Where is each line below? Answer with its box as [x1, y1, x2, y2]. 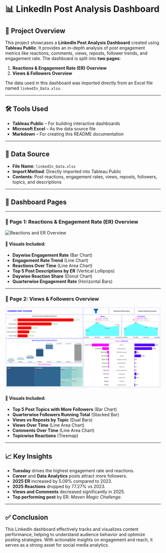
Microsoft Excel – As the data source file [12, 125, 96, 131]
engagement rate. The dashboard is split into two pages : [5, 55, 121, 61]
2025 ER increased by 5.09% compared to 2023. [12, 478, 113, 484]
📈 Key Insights [5, 452, 53, 460]
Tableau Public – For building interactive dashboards [12, 120, 120, 126]
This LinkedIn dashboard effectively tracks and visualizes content [5, 526, 139, 532]
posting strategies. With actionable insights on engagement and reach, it [5, 537, 153, 543]
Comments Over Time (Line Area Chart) [12, 427, 95, 433]
